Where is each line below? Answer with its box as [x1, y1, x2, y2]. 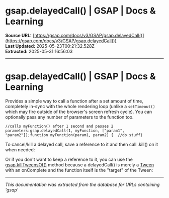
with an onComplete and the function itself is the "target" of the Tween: [5, 167, 153, 173]
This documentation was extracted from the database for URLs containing [5, 181, 160, 187]
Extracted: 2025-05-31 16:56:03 [5, 48, 73, 54]
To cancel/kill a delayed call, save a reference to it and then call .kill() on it [5, 141, 158, 147]
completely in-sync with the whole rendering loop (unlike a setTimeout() [5, 103, 155, 109]
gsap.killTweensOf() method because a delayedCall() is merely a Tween [5, 161, 154, 168]
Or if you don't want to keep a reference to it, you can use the [5, 156, 133, 162]
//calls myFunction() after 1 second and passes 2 [5, 124, 114, 129]
